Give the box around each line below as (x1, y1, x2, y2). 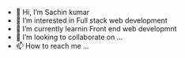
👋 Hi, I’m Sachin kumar (15, 8, 90, 16)
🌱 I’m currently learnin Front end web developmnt (15, 24, 177, 33)
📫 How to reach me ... (15, 42, 89, 50)
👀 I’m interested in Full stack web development (15, 16, 168, 25)
